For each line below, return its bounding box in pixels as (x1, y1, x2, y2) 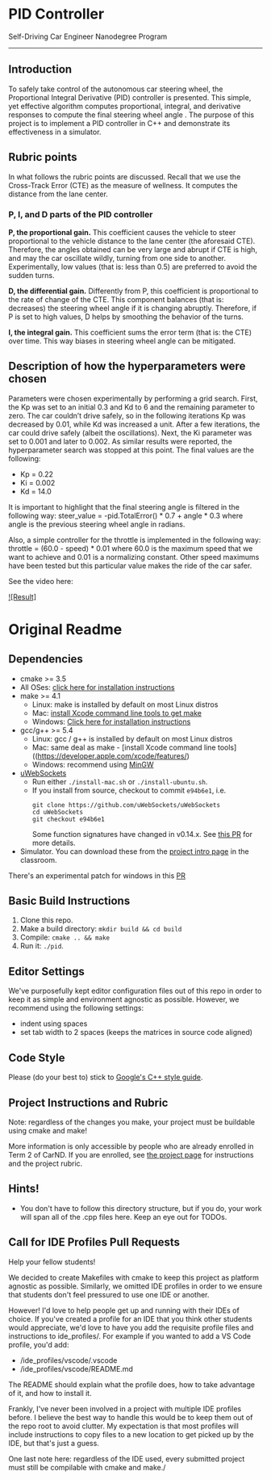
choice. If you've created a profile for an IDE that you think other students (8, 1314, 252, 1323)
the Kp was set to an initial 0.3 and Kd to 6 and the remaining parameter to (8, 402, 256, 412)
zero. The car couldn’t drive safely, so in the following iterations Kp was (8, 410, 246, 420)
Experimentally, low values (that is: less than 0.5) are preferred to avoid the (8, 262, 257, 271)
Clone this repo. (19, 915, 73, 925)
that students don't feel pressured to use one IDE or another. (8, 1289, 210, 1299)
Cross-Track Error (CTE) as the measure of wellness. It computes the (8, 180, 238, 190)
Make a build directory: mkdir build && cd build (19, 924, 182, 934)
